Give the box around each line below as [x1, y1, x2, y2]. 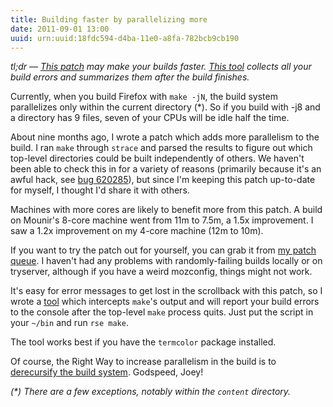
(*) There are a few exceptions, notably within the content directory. [10, 386, 292, 398]
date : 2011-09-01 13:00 [10, 24, 110, 34]
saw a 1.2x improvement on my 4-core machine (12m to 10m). [10, 225, 264, 237]
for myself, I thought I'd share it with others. [10, 184, 190, 196]
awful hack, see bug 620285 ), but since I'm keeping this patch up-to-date [10, 174, 316, 186]
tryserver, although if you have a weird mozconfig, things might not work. [10, 266, 313, 278]
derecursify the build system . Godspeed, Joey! [10, 366, 204, 378]
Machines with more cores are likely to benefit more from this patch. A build [10, 204, 323, 216]
